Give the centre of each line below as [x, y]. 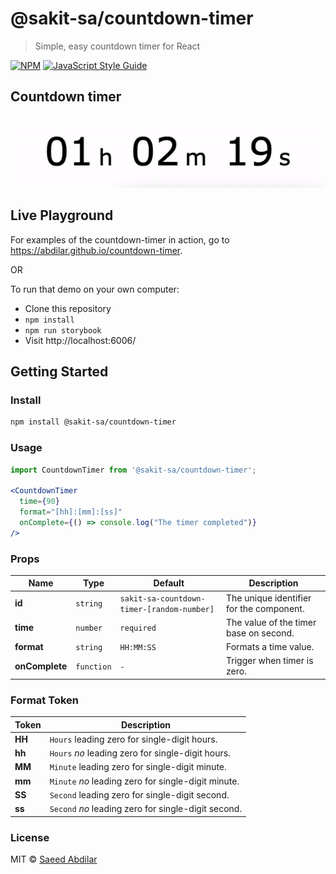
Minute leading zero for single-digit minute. [138, 767]
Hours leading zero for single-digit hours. [133, 739]
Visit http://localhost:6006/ [80, 340]
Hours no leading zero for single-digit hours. [140, 753]
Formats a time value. [270, 647]
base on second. [260, 633]
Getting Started [59, 372]
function [93, 667]
